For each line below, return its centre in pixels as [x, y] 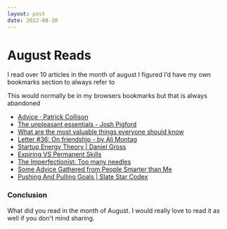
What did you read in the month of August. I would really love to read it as [113, 210]
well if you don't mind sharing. [51, 218]
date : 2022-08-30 [33, 20]
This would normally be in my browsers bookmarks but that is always [107, 96]
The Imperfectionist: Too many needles [74, 162]
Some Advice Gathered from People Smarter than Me [95, 169]
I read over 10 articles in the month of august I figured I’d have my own [109, 75]
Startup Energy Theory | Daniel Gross [72, 147]
